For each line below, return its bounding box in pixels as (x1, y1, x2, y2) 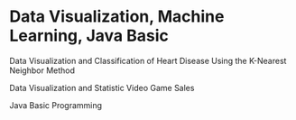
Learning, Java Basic (9, 25, 169, 46)
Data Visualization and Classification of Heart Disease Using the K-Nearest (9, 55, 287, 66)
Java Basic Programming (9, 99, 102, 110)
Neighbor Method (9, 65, 75, 76)
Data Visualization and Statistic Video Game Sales (9, 82, 195, 93)
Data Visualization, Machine (9, 6, 225, 27)
